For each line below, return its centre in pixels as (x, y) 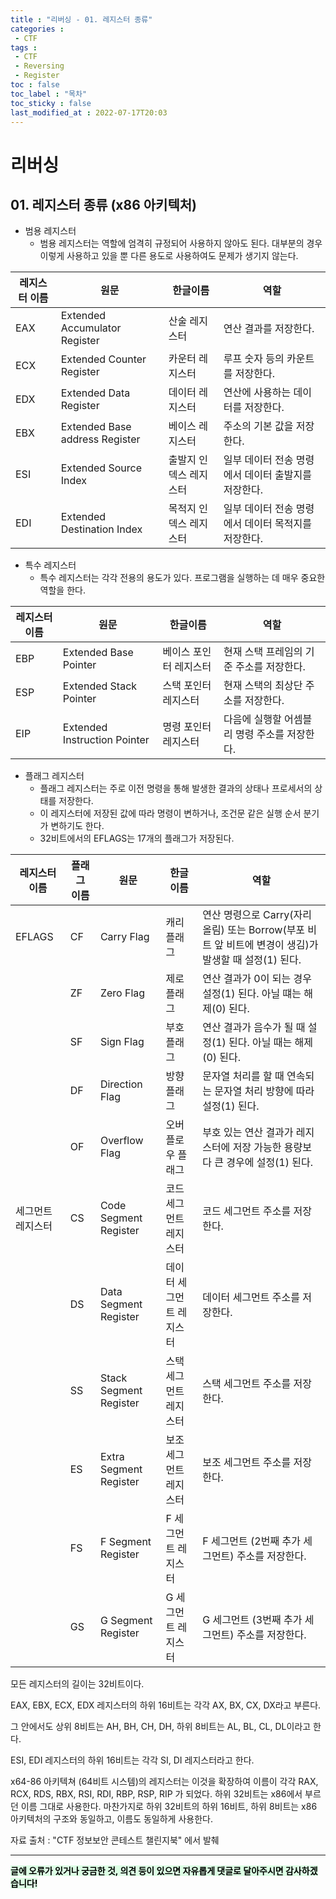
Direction (121, 1084)
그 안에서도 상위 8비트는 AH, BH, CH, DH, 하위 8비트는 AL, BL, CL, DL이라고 (161, 1727)
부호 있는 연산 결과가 (248, 1133)
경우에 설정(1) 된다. (270, 1163)
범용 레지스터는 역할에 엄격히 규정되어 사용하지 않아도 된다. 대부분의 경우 (181, 243)
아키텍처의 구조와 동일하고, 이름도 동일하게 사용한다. (111, 1819)
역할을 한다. (62, 590)
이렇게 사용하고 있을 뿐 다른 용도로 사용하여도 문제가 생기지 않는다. (169, 256)
